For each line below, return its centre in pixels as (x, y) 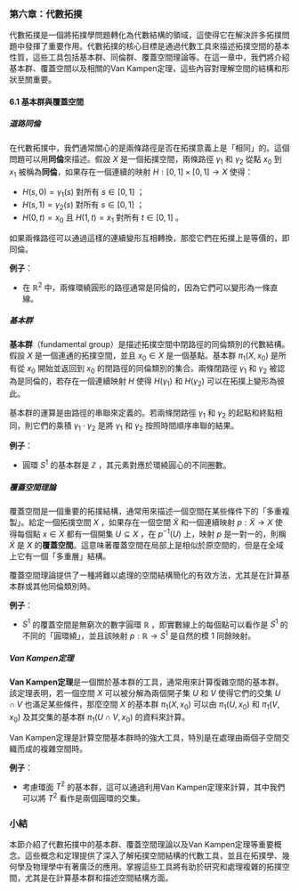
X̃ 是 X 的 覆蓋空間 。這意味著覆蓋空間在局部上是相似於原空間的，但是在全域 (146, 545)
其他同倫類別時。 (64, 586)
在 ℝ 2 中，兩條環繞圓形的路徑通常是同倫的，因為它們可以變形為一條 (146, 287)
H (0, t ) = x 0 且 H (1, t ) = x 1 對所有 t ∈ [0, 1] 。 (103, 218)
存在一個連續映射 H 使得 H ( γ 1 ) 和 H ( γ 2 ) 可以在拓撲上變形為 (170, 382)
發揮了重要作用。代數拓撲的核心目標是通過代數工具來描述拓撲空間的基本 (157, 46)
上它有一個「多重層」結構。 (60, 556)
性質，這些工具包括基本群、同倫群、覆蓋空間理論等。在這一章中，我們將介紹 (149, 57)
